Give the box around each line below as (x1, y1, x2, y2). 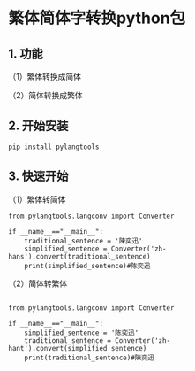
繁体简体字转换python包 (8, 8, 186, 28)
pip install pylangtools (8, 143, 100, 151)
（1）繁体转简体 (8, 194, 66, 205)
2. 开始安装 (8, 119, 69, 134)
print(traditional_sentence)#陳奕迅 (24, 353, 155, 362)
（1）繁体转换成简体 (8, 72, 81, 81)
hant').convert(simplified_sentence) (8, 344, 147, 352)
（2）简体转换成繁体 (8, 90, 83, 100)
